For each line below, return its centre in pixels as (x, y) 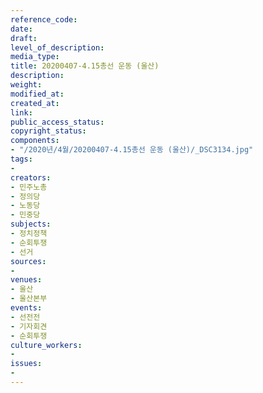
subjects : (31, 224)
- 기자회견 (29, 326)
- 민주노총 (29, 187)
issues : (26, 364)
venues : (26, 280)
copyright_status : (48, 131)
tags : (21, 159)
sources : (28, 261)
